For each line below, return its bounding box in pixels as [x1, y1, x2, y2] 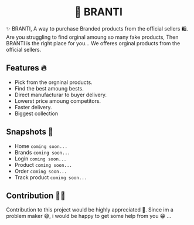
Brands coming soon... [14, 149, 70, 156]
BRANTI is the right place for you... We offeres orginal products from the [6, 39, 181, 46]
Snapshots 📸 [6, 127, 54, 137]
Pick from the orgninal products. [14, 79, 93, 86]
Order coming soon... [14, 167, 67, 174]
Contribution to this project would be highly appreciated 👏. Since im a [6, 206, 174, 213]
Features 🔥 [6, 63, 47, 73]
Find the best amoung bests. [14, 85, 84, 92]
